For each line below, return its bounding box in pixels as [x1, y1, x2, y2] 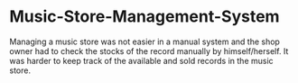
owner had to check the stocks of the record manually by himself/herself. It [9, 45, 289, 56]
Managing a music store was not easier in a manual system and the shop [9, 36, 280, 47]
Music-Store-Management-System [9, 6, 280, 27]
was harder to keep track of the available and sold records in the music [9, 55, 274, 66]
